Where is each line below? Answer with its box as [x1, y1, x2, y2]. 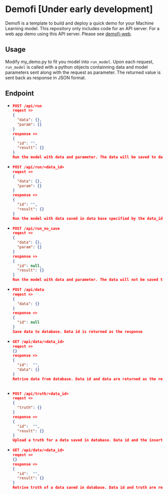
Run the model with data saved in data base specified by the [12, 216, 145, 221]
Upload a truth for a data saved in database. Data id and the [12, 438, 147, 443]
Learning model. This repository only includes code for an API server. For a [5, 25, 160, 31]
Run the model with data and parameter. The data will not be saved [12, 277, 158, 282]
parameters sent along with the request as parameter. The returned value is [5, 69, 161, 75]
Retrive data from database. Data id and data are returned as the [12, 376, 156, 382]
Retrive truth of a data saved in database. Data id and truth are [12, 485, 156, 490]
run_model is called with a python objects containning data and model [5, 64, 148, 70]
